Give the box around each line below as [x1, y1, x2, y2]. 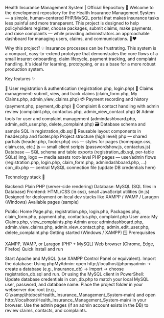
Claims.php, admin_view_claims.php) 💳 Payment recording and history [5, 96, 148, 102]
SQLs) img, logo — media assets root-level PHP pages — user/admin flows [5, 154, 156, 160]
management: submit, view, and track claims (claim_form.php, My [5, 91, 138, 96]
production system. [5, 66, 44, 72]
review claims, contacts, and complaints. [5, 308, 87, 313]
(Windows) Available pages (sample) [5, 199, 79, 205]
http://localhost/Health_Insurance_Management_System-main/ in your [5, 297, 147, 303]
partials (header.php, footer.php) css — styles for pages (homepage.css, [5, 139, 152, 144]
